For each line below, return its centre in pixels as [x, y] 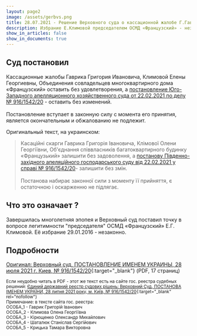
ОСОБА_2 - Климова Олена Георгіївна [46, 313]
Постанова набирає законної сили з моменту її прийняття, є [96, 180]
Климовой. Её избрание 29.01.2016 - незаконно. [66, 232]
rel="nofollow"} [22, 297]
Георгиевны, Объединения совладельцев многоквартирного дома [90, 83]
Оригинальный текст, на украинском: [53, 132]
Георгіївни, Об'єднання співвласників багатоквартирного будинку [103, 149]
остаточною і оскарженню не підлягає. [69, 187]
